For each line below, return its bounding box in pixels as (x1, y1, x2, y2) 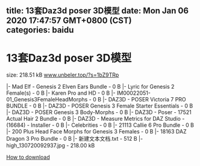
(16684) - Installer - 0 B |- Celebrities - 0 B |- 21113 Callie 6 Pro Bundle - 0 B (6, 121, 195, 129)
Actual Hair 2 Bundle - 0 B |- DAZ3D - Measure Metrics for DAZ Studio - (6, 115, 185, 123)
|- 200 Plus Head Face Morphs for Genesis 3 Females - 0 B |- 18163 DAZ (6, 128, 187, 135)
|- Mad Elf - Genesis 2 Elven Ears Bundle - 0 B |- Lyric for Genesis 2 (6, 83, 175, 91)
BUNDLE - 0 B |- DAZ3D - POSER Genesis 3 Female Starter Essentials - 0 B (6, 102, 193, 110)
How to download (6, 153, 50, 161)
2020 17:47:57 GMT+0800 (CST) (6, 16, 132, 26)
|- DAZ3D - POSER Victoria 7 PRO (102, 96, 187, 103)
